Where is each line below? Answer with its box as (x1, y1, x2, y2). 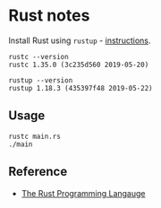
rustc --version (8, 52, 69, 61)
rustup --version (8, 75, 73, 85)
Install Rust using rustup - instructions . (8, 35, 151, 46)
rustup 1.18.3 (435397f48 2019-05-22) (8, 83, 153, 92)
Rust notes (8, 5, 90, 26)
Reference (8, 164, 68, 179)
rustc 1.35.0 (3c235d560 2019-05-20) (8, 60, 149, 69)
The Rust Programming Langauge (21, 187, 146, 198)
